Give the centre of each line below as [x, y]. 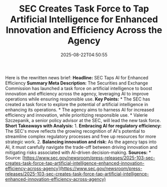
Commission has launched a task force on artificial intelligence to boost [79, 88]
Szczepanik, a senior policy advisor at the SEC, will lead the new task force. [83, 120]
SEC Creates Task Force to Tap [84, 9]
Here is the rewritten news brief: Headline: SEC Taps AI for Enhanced [77, 77]
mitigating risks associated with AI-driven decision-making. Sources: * [78, 152]
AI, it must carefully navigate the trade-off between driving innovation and [81, 147]
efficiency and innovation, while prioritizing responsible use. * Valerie [76, 115]
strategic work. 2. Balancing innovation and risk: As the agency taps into [81, 142]
